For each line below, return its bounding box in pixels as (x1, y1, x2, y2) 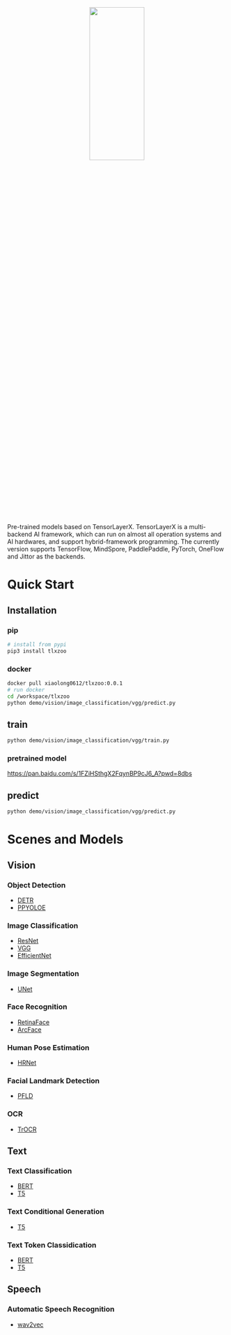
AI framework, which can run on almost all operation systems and (33, 530, 222, 538)
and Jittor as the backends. (7, 552, 86, 560)
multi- (189, 523, 207, 531)
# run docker (7, 686, 45, 693)
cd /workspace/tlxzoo (7, 693, 70, 700)
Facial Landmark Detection (7, 1076, 100, 1086)
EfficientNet (17, 952, 52, 960)
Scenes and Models (7, 832, 124, 848)
